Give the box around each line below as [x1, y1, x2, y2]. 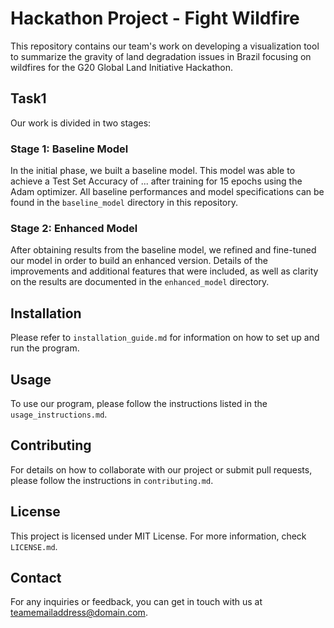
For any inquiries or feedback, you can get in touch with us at [10, 596, 263, 608]
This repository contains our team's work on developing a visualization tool [10, 40, 320, 52]
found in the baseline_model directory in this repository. [10, 197, 238, 209]
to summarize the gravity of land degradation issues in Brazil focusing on [10, 50, 312, 62]
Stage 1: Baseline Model [10, 142, 129, 156]
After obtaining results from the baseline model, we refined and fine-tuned [10, 244, 317, 256]
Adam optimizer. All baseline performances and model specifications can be [10, 186, 325, 198]
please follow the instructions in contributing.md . [10, 474, 214, 486]
